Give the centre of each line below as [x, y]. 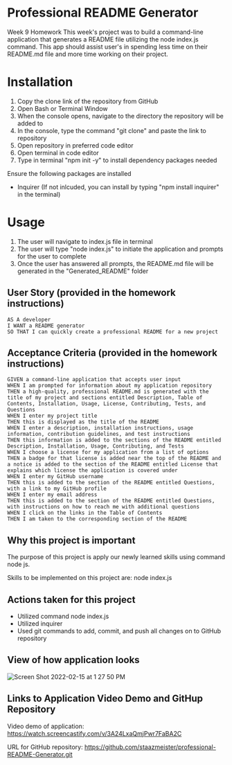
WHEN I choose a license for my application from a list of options [108, 452]
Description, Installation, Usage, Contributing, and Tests [96, 446]
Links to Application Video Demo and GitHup [105, 699]
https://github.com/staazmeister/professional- [150, 747]
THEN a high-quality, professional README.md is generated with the [108, 392]
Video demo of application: [46, 726]
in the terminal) [39, 194]
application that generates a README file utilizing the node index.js [103, 39]
